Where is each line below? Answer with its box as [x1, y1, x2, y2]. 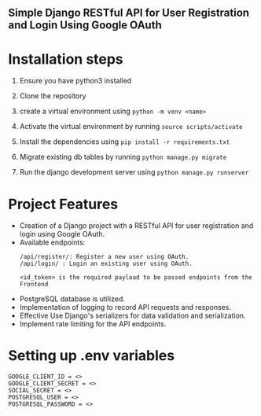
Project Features [8, 195, 119, 213]
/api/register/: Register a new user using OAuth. [19, 253, 189, 261]
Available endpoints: [19, 237, 86, 247]
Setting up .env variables [8, 347, 175, 365]
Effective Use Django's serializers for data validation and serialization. [19, 311, 246, 321]
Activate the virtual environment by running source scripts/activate [19, 122, 243, 131]
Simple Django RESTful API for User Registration [8, 6, 250, 20]
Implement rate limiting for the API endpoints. [19, 319, 167, 329]
